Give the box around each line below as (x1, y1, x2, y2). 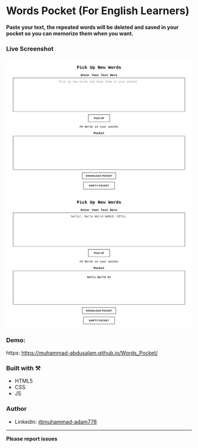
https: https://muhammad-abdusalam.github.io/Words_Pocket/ (6, 350, 158, 356)
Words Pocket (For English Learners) (6, 4, 190, 18)
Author (6, 405, 27, 413)
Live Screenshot (6, 44, 54, 52)
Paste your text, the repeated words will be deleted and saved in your (6, 24, 179, 31)
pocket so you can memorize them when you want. (6, 29, 134, 37)
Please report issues (6, 435, 58, 442)
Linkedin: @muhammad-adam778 (14, 418, 97, 425)
